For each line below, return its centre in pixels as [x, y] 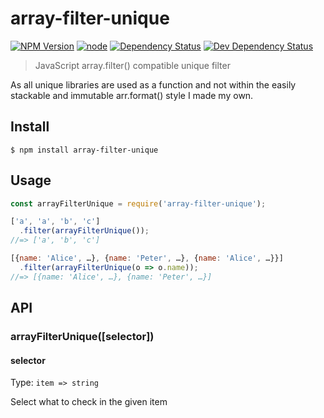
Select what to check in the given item [89, 402]
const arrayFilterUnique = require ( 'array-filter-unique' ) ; [138, 203]
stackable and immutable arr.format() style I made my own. [132, 95]
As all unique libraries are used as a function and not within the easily [153, 84]
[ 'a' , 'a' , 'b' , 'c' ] [55, 222]
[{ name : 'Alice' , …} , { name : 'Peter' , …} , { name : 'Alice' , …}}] [147, 258]
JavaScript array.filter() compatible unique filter [132, 65]
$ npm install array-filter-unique [84, 150]
